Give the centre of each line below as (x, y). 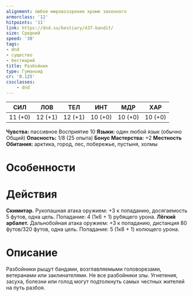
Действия (32, 194)
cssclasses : (20, 82)
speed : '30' (20, 39)
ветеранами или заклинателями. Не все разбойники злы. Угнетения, (92, 275)
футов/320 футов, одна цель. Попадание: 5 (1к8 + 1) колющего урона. (93, 229)
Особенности (41, 168)
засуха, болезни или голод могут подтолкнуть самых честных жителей (96, 281)
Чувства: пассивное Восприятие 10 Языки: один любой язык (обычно (94, 132)
